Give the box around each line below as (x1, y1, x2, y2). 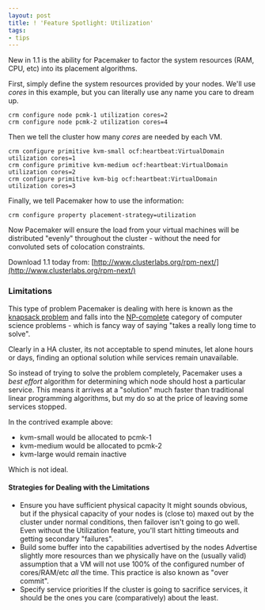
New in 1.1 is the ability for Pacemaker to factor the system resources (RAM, (8, 55, 255, 65)
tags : (8, 26, 26, 34)
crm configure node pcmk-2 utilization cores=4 (8, 118, 168, 127)
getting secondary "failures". (19, 534, 114, 543)
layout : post (8, 11, 51, 20)
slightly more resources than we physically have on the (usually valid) (19, 551, 247, 560)
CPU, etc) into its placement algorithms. (8, 64, 138, 74)
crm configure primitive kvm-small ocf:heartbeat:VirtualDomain (8, 147, 225, 155)
